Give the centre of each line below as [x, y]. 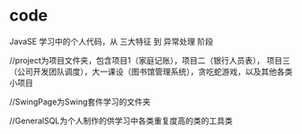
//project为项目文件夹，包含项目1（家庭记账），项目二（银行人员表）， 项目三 [150, 60]
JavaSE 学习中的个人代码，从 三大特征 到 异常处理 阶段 [111, 41]
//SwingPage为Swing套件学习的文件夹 [80, 101]
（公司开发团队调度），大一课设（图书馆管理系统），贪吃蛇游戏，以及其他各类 [151, 71]
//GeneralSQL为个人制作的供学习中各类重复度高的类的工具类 [121, 121]
